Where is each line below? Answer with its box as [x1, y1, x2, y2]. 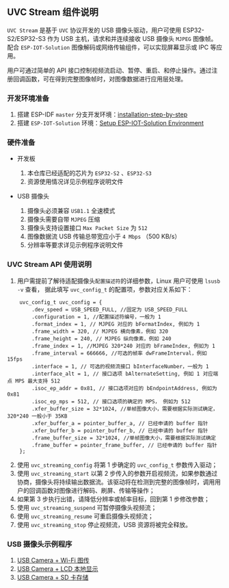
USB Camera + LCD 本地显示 [16, 565, 98, 573]
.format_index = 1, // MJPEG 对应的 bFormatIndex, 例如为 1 [31, 320, 200, 327]
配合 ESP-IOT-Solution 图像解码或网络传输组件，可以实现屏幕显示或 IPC [7, 43, 209, 51]
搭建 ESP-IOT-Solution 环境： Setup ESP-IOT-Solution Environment [16, 119, 204, 127]
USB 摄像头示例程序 [7, 539, 72, 549]
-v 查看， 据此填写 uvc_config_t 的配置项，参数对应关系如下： [16, 285, 193, 293]
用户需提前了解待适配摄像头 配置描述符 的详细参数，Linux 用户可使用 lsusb [16, 277, 221, 285]
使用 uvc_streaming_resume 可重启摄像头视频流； [16, 512, 154, 520]
